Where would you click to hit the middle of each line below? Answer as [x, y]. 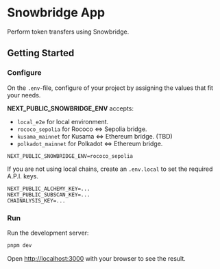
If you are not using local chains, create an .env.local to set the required [110, 169]
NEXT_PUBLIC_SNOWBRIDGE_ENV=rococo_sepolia [70, 156]
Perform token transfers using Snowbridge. [68, 32]
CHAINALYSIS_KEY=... [37, 200]
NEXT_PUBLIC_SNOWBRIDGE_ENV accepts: [71, 108]
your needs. [24, 95]
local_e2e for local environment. [63, 121]
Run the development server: [48, 233]
